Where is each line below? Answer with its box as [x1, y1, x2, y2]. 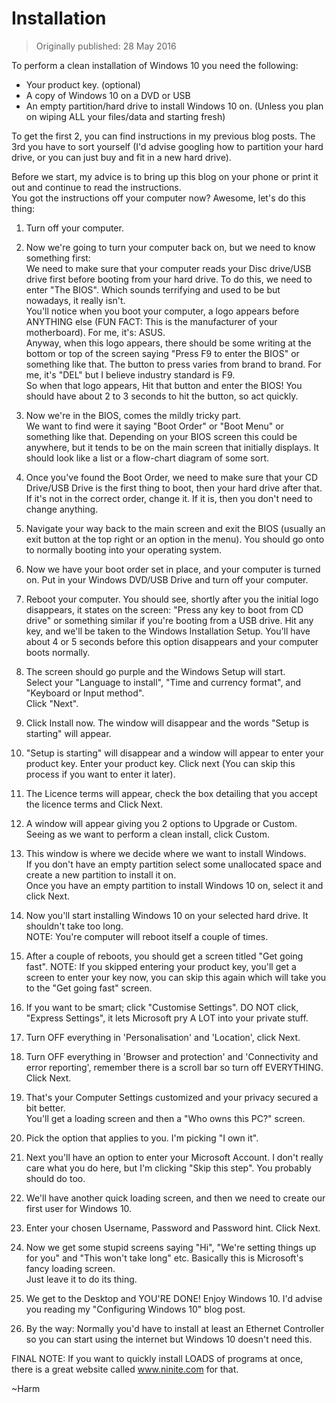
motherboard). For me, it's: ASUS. [25, 326, 166, 338]
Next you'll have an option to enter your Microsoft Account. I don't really [25, 1151, 324, 1163]
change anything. [25, 503, 99, 515]
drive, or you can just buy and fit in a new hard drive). [11, 151, 232, 163]
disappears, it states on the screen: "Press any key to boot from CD [25, 603, 304, 616]
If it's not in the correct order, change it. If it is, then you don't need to [25, 492, 313, 504]
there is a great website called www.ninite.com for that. [11, 1363, 239, 1375]
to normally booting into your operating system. [25, 543, 223, 556]
